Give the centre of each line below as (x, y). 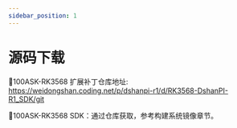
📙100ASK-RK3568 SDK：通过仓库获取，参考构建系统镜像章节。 (113, 115)
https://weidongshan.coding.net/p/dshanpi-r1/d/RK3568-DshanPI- (118, 90)
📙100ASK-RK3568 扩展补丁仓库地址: (68, 82)
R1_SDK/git (27, 99)
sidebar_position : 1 (43, 16)
